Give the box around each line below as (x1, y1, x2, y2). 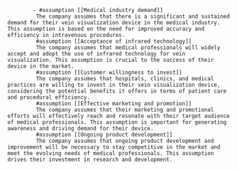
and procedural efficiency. (7, 94, 91, 101)
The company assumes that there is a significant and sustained (35, 13, 231, 20)
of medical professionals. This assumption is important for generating (7, 119, 227, 126)
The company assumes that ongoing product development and (35, 137, 214, 144)
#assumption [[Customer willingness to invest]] (35, 69, 182, 76)
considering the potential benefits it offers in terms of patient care (7, 87, 227, 95)
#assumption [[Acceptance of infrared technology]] (35, 38, 192, 45)
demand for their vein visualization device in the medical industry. (7, 19, 221, 26)
